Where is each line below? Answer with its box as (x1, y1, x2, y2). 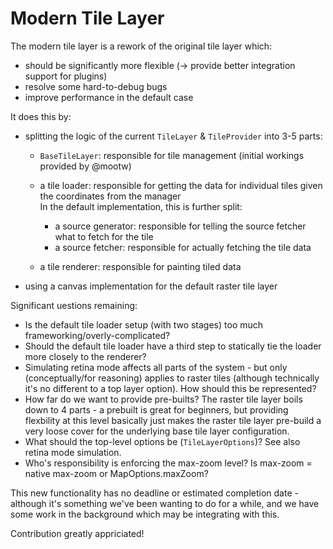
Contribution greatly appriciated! (10, 527, 145, 539)
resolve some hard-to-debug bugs (24, 80, 168, 92)
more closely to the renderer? (24, 350, 147, 362)
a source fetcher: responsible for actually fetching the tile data (54, 241, 312, 253)
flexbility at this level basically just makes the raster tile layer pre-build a (24, 414, 322, 426)
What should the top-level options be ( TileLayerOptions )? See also (24, 435, 301, 447)
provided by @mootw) (39, 160, 132, 172)
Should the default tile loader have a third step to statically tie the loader (24, 340, 322, 352)
